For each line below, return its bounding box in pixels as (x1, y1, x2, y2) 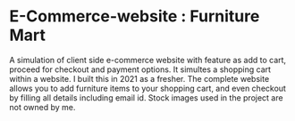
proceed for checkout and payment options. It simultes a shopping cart (9, 64, 271, 75)
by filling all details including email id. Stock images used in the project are (9, 92, 283, 103)
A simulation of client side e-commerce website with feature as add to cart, (9, 54, 287, 65)
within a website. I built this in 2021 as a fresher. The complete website (9, 73, 270, 84)
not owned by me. (9, 101, 76, 112)
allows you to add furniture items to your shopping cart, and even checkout (9, 83, 286, 93)
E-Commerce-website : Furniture (9, 6, 260, 27)
